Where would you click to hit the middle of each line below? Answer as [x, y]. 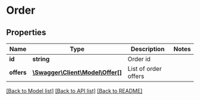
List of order [145, 69]
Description [148, 49]
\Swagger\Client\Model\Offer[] [77, 72]
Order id [139, 59]
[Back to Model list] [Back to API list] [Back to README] [74, 91]
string [41, 59]
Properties [26, 32]
